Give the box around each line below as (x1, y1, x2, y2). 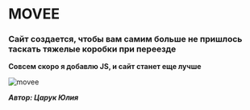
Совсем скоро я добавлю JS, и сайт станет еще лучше (8, 62, 202, 71)
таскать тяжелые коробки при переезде (8, 43, 177, 55)
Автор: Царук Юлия (8, 93, 79, 103)
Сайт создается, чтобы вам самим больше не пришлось (8, 34, 243, 45)
